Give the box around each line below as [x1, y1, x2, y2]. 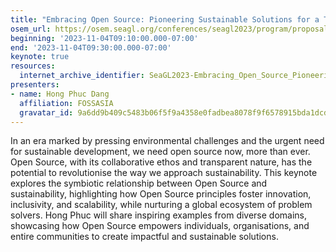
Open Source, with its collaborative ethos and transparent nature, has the [10, 156, 313, 168]
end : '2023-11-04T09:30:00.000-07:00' [10, 42, 172, 53]
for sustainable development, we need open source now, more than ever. [10, 146, 311, 158]
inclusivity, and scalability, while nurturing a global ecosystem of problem [10, 199, 313, 211]
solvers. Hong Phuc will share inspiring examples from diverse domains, [10, 209, 308, 221]
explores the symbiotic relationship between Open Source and [10, 177, 268, 190]
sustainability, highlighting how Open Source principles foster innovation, [10, 188, 312, 200]
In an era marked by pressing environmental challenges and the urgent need [10, 135, 325, 147]
